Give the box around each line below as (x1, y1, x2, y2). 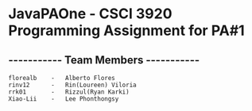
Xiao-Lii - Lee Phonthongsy (8, 95, 119, 103)
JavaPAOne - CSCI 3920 (8, 5, 173, 23)
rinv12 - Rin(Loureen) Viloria (8, 81, 137, 89)
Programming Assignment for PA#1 (8, 21, 245, 40)
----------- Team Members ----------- (8, 53, 200, 67)
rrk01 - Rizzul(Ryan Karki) (8, 88, 130, 96)
